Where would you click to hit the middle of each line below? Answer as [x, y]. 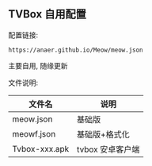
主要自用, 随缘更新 [38, 65]
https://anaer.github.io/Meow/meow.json [76, 50]
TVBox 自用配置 [47, 14]
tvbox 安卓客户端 [108, 149]
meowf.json [34, 133]
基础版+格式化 [103, 134]
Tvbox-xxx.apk [41, 149]
